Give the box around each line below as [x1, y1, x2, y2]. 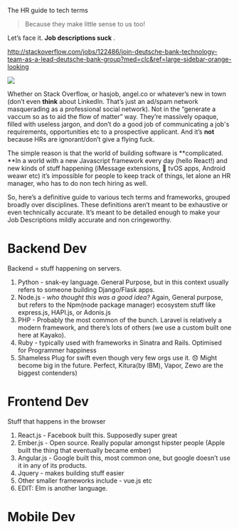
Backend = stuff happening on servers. [7, 263, 122, 273]
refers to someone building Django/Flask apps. [17, 285, 155, 294]
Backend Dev [7, 241, 87, 257]
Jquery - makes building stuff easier [17, 468, 124, 477]
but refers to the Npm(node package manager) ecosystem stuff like [17, 300, 216, 309]
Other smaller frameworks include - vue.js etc [17, 476, 153, 485]
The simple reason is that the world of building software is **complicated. [7, 149, 224, 157]
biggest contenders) [17, 368, 78, 377]
